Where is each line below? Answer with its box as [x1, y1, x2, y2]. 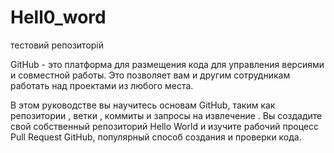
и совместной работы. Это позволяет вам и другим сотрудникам [10, 69, 291, 81]
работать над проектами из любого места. [10, 79, 194, 91]
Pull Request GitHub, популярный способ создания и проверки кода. [10, 131, 302, 143]
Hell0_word [10, 6, 107, 29]
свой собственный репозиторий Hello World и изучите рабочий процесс [10, 120, 319, 132]
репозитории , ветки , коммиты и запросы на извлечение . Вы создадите [10, 109, 323, 121]
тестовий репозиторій [10, 39, 105, 51]
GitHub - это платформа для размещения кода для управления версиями [10, 58, 325, 70]
